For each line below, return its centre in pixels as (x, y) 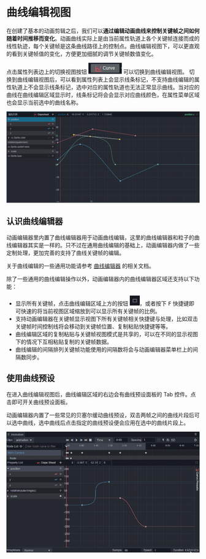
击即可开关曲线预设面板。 (39, 402)
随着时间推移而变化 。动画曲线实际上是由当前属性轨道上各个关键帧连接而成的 (103, 38)
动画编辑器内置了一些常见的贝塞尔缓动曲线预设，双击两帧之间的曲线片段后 (100, 415)
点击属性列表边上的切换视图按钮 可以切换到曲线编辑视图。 (97, 72)
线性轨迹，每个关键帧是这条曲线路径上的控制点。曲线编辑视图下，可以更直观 (103, 46)
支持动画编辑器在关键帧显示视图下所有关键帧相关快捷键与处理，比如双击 (106, 318)
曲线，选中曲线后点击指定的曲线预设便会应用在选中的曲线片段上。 (105, 422)
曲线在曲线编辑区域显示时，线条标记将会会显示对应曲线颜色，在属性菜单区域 (103, 94)
